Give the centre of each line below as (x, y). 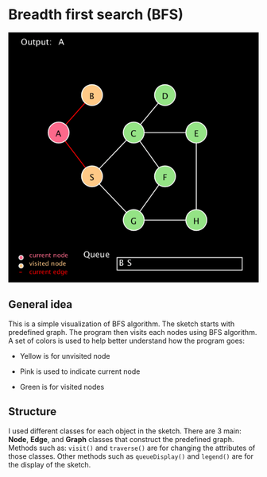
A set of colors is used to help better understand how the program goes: (126, 340)
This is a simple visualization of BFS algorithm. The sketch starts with (122, 324)
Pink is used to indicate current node (80, 371)
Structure (33, 412)
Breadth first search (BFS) (96, 15)
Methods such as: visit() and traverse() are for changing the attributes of (132, 448)
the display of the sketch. (50, 464)
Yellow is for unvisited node (65, 356)
